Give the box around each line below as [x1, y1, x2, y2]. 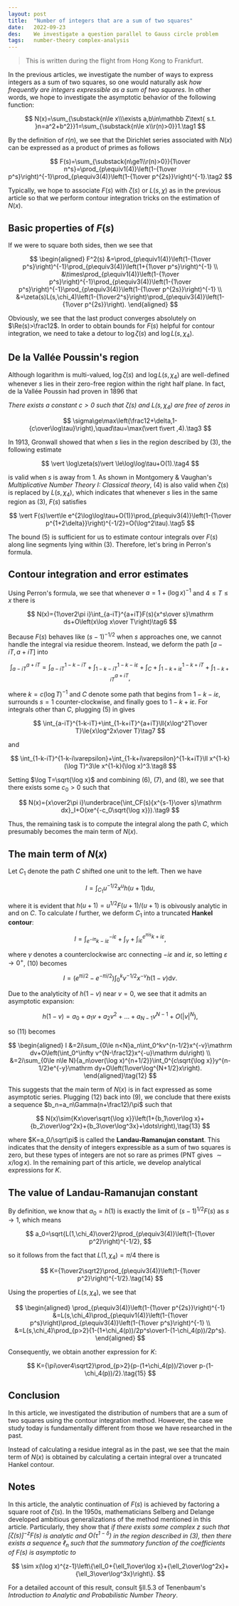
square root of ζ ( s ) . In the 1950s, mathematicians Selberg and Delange [8, 1507, 215, 1515]
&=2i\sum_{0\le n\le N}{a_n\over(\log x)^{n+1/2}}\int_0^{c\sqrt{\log [9, 1056, 205, 1065]
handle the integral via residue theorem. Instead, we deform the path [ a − [8, 640, 223, 649]
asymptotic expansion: [8, 997, 75, 1005]
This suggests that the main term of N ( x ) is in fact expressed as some [8, 1085, 213, 1094]
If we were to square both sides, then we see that [8, 240, 153, 249]
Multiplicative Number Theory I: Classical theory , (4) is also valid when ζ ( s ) [8, 480, 229, 489]
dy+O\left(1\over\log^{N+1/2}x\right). [94, 1064, 202, 1073]
